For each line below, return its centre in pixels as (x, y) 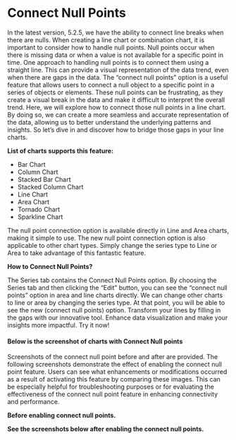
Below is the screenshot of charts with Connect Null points (95, 341)
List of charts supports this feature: (61, 151)
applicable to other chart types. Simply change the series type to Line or (112, 245)
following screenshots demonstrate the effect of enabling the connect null (114, 365)
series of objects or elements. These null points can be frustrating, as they (115, 92)
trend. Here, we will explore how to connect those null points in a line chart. (117, 107)
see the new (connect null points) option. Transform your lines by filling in (114, 310)
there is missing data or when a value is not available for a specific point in (116, 55)
